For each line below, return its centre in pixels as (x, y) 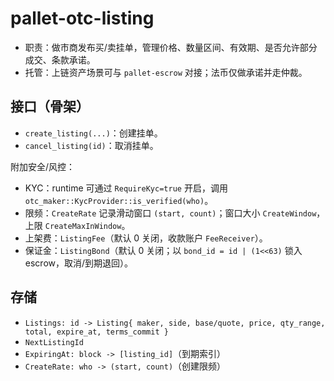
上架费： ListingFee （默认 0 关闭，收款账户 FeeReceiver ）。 (146, 238)
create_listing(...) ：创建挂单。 (93, 133)
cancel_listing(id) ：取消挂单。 (91, 145)
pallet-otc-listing (82, 18)
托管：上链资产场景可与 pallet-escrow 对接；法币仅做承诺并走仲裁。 (166, 72)
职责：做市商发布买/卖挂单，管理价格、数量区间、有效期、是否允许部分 (171, 47)
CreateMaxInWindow (83, 226)
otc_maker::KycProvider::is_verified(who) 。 (119, 200)
